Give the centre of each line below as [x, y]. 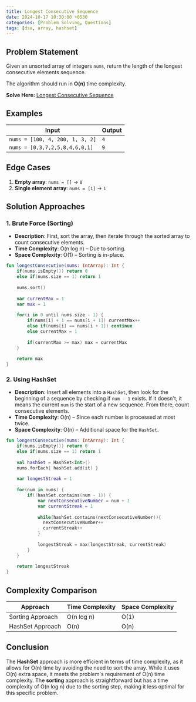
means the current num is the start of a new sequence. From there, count [102, 405]
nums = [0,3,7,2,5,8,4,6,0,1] [51, 147]
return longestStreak [43, 567]
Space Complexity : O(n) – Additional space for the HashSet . [87, 430]
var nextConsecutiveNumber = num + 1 [84, 501]
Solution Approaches [45, 207]
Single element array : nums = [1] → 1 [60, 188]
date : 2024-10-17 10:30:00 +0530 [47, 17]
